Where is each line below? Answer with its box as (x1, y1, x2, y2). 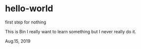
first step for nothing (5, 19, 46, 25)
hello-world (5, 3, 54, 14)
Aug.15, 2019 (5, 38, 31, 44)
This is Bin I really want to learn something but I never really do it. (5, 28, 137, 34)
